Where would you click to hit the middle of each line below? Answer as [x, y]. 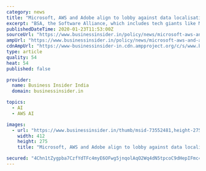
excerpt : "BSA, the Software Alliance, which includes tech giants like [101, 23]
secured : [17, 158]
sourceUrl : [20, 35]
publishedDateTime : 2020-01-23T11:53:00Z [60, 29]
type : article [25, 52]
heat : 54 [17, 63]
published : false [29, 69]
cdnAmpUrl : [20, 46]
